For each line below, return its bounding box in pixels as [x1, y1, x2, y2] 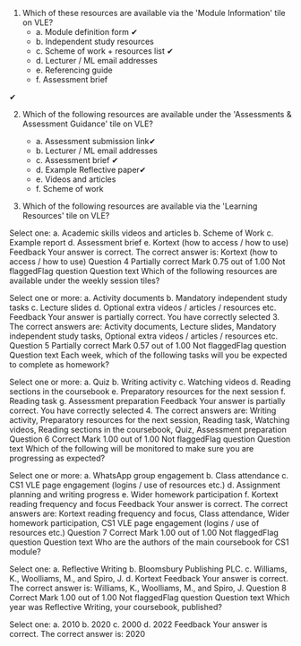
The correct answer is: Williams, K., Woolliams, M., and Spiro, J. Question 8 [9, 582, 287, 593]
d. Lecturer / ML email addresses [35, 56, 159, 65]
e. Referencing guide [35, 65, 114, 75]
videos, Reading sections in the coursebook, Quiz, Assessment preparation [9, 425, 287, 435]
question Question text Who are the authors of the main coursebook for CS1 [9, 537, 289, 547]
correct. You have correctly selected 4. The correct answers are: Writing [9, 405, 277, 416]
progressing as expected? [9, 452, 106, 463]
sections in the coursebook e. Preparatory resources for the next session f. [9, 386, 287, 397]
